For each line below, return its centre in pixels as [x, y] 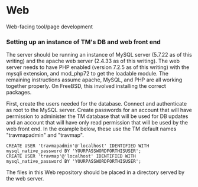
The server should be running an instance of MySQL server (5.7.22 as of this [99, 55]
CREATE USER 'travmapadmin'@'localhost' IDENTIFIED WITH [78, 146]
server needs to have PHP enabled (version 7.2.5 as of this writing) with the [98, 67]
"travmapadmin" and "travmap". [45, 135]
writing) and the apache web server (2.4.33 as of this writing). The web [93, 61]
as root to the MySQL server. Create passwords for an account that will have [99, 110]
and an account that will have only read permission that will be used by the [97, 123]
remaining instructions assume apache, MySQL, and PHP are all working [94, 80]
